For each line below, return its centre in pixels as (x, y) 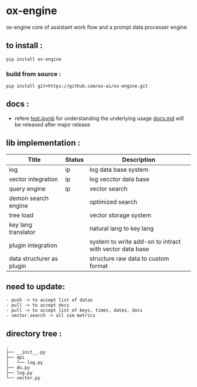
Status (74, 159)
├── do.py (18, 368)
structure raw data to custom (129, 258)
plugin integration (33, 245)
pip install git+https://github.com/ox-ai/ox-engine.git (77, 86)
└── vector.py (23, 378)
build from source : (34, 74)
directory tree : (34, 333)
